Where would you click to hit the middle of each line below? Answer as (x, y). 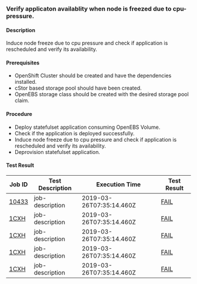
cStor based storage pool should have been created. (78, 88)
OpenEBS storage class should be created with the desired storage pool (101, 94)
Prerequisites (23, 63)
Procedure (19, 114)
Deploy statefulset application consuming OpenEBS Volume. (87, 127)
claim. (22, 101)
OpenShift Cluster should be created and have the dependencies (93, 76)
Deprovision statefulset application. (57, 152)
